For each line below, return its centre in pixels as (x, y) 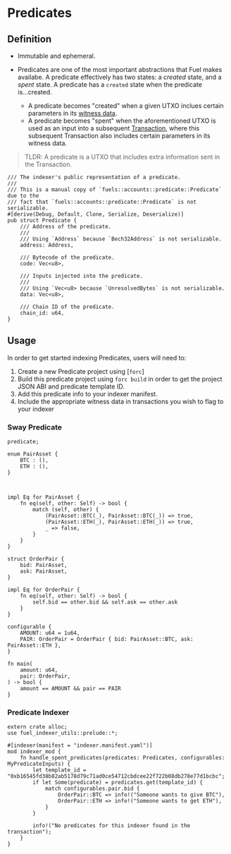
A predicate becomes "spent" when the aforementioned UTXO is (122, 121)
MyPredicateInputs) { (39, 764)
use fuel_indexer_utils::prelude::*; (63, 733)
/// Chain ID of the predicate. (67, 307)
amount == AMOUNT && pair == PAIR (70, 689)
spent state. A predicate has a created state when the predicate (110, 85)
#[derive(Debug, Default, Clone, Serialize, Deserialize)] (96, 214)
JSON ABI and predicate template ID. (71, 386)
